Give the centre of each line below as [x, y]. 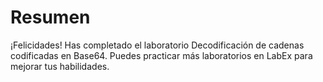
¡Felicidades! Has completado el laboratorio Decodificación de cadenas [157, 45]
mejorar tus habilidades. [60, 66]
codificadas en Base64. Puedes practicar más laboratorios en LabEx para [161, 55]
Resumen [50, 17]
